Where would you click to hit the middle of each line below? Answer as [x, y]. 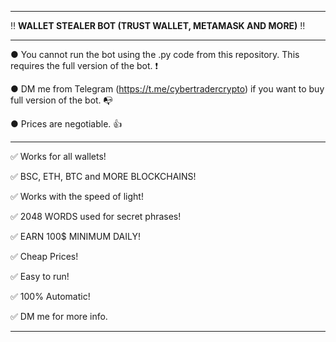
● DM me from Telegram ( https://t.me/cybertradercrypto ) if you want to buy [167, 89]
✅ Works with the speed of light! [77, 196]
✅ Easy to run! [40, 276]
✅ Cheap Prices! [44, 256]
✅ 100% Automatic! [50, 296]
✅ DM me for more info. [59, 316]
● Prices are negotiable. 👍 [66, 124]
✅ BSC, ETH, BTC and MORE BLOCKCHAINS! [103, 176]
